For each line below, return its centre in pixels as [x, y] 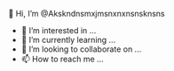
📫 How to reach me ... [62, 59]
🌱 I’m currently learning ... [68, 40]
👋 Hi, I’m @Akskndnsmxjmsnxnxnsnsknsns [87, 14]
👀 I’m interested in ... [59, 30]
